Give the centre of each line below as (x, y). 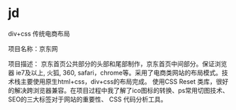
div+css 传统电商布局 (39, 33)
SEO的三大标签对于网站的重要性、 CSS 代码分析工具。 (88, 99)
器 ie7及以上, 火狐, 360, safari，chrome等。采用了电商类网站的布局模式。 (115, 72)
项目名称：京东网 (33, 48)
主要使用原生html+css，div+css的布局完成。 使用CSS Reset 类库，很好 (124, 81)
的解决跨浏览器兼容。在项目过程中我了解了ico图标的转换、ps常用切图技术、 (118, 90)
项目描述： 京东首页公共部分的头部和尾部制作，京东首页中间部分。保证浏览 (118, 64)
